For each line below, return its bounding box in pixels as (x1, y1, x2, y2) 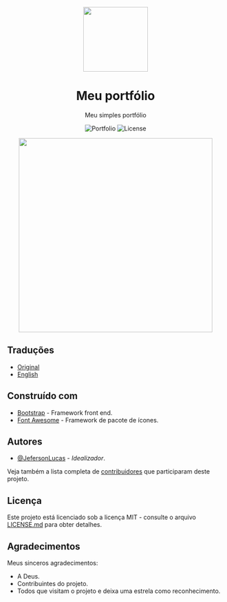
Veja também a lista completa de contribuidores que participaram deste (7, 467, 210, 476)
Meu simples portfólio (85, 110, 147, 119)
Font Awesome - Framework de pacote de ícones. (17, 416, 159, 424)
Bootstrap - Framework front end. (17, 408, 113, 417)
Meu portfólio (76, 88, 155, 104)
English (17, 370, 39, 378)
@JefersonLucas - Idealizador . (17, 454, 105, 463)
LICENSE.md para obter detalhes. (7, 521, 102, 529)
